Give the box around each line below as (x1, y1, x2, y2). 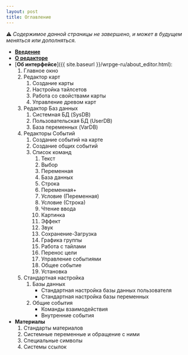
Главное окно (23, 67, 58, 74)
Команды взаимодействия (41, 305, 108, 312)
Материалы (14, 318, 45, 325)
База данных (41, 174, 74, 181)
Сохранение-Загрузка (41, 230, 97, 237)
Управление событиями (41, 255, 101, 262)
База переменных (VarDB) (32, 123, 98, 131)
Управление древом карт (32, 98, 97, 105)
